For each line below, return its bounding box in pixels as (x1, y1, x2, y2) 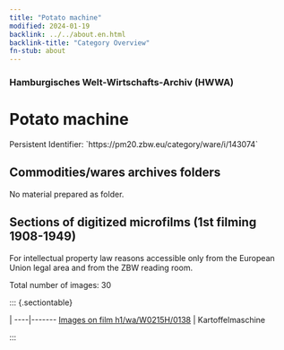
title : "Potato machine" (9, 13, 102, 22)
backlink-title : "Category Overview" (9, 38, 151, 48)
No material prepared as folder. (9, 188, 125, 199)
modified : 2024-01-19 (9, 22, 90, 31)
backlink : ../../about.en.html (9, 30, 126, 39)
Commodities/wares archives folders (9, 165, 221, 180)
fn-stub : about (9, 47, 66, 56)
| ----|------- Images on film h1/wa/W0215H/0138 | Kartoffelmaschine (9, 314, 266, 325)
